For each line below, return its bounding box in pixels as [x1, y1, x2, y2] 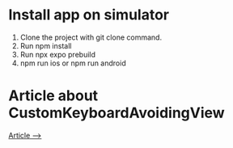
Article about [8, 87, 99, 105]
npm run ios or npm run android [19, 58, 127, 68]
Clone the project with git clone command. [19, 32, 163, 42]
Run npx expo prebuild [19, 49, 95, 59]
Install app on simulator [8, 6, 170, 24]
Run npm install [19, 40, 72, 50]
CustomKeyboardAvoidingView [8, 104, 225, 122]
